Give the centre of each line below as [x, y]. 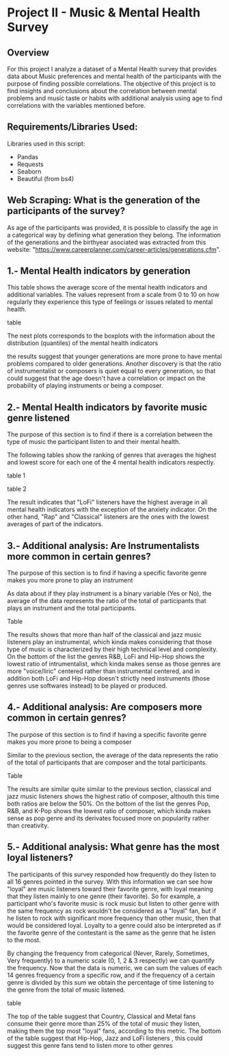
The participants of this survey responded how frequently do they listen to [112, 874]
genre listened [39, 418]
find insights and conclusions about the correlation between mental [102, 91]
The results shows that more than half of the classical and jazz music [104, 635]
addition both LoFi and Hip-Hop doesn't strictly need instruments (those [109, 679]
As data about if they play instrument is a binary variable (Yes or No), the [109, 594]
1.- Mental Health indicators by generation [99, 271]
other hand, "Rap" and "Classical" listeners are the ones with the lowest [108, 517]
